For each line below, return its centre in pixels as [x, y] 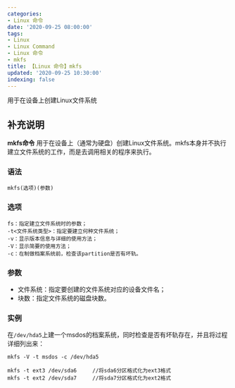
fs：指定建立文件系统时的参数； [47, 224]
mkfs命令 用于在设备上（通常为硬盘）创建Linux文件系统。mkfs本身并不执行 [117, 143]
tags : [15, 34]
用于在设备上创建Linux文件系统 [52, 100]
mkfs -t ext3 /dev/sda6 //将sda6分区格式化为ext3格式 [89, 371]
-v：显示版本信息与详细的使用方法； [52, 238]
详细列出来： [26, 344]
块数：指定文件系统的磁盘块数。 [64, 298]
